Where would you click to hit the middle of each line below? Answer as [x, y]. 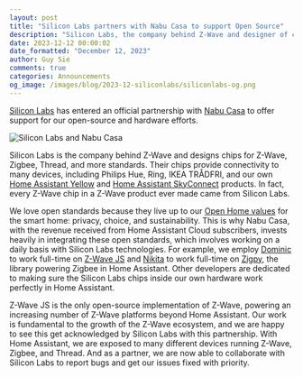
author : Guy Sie [40, 60]
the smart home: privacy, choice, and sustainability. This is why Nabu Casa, [150, 220]
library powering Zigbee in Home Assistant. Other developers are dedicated [150, 268]
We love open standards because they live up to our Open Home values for [149, 211]
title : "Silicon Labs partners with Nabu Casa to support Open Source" [147, 26]
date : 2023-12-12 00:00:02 [60, 43]
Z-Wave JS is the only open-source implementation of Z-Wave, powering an [150, 305]
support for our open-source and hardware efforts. [104, 120]
